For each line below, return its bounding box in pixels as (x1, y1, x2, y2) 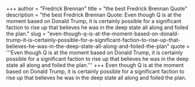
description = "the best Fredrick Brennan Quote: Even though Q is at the (6, 11, 181, 18)
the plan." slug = (6, 30, 46, 37)
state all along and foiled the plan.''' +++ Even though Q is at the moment (6, 62, 184, 69)
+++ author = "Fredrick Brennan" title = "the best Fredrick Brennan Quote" (6, 5, 188, 12)
